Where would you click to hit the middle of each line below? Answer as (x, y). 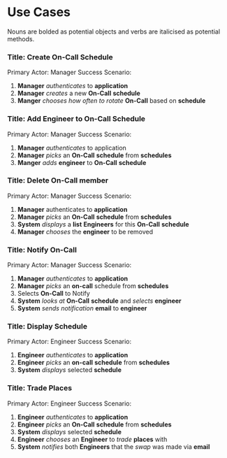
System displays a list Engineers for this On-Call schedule (103, 224)
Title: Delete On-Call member (58, 180)
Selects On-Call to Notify (54, 294)
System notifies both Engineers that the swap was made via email (113, 446)
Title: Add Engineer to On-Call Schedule (76, 119)
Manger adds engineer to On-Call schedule (82, 162)
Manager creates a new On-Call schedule (79, 93)
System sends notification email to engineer (82, 308)
